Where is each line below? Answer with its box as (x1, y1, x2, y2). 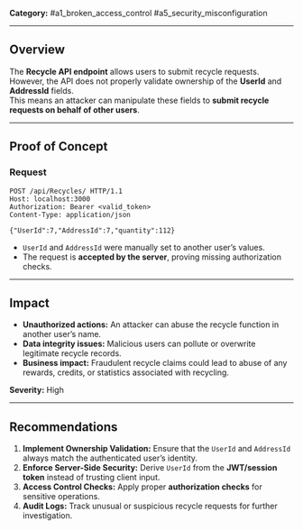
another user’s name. (22, 329, 102, 340)
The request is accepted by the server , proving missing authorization (22, 251, 282, 262)
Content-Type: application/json (9, 210, 131, 219)
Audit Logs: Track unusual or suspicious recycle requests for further (22, 500, 278, 512)
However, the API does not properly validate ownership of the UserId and (9, 76, 282, 87)
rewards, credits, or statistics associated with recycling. (22, 367, 230, 378)
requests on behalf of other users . (9, 104, 140, 115)
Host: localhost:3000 (9, 194, 91, 204)
